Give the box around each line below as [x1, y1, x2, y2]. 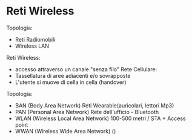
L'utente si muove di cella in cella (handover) [15, 78, 127, 86]
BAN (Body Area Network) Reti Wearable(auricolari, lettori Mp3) [15, 101, 174, 109]
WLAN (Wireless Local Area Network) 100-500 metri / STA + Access [15, 115, 186, 122]
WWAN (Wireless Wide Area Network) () [15, 127, 116, 135]
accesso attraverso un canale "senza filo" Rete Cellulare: [15, 65, 157, 73]
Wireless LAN [15, 42, 50, 49]
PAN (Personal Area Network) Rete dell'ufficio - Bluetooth [15, 108, 159, 115]
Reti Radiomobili [15, 36, 56, 43]
